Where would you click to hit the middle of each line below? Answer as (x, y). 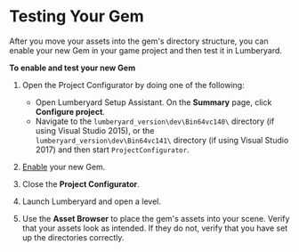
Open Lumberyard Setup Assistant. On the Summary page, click (154, 102)
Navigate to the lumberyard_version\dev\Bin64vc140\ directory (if (155, 121)
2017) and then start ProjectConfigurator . (112, 150)
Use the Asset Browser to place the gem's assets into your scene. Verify (156, 218)
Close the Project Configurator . (81, 183)
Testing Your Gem (77, 16)
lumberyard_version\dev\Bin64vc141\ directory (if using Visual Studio (162, 140)
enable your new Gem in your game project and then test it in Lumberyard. (146, 50)
